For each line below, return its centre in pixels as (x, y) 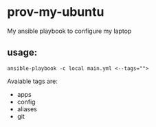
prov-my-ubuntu (56, 12)
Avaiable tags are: (33, 81)
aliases (27, 109)
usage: (22, 53)
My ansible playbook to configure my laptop (69, 31)
